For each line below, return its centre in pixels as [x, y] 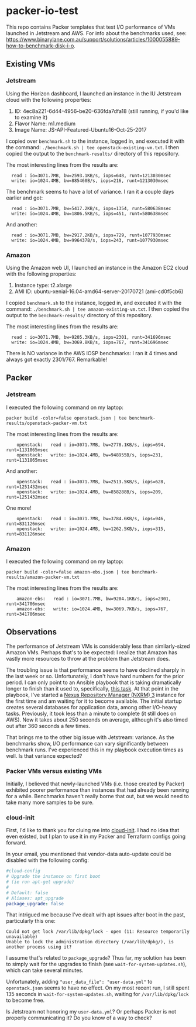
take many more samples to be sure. [50, 802]
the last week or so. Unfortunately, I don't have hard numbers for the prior [95, 676]
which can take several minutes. [45, 970]
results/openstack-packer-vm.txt [47, 423]
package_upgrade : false [35, 904]
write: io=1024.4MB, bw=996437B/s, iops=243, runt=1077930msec [90, 240]
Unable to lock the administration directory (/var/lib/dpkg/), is [90, 942]
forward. [16, 843]
